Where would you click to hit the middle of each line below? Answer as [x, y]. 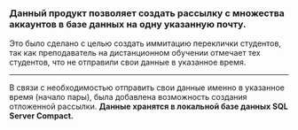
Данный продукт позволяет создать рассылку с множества [147, 13]
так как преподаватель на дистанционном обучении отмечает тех [135, 53]
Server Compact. [41, 116]
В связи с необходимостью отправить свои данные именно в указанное [147, 88]
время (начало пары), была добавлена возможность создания [128, 97]
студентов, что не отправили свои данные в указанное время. [128, 62]
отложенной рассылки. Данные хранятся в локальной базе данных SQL [149, 107]
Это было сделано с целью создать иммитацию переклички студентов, [145, 43]
